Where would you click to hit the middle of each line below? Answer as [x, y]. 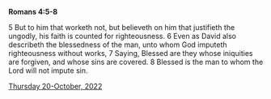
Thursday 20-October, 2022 [55, 86]
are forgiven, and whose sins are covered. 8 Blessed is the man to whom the [136, 62]
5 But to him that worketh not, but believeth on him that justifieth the [122, 27]
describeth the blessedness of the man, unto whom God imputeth [118, 45]
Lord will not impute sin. [48, 71]
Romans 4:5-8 [33, 12]
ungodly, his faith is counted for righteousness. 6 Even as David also [123, 36]
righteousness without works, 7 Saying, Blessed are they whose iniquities [131, 53]
